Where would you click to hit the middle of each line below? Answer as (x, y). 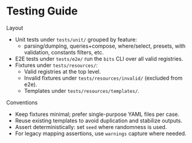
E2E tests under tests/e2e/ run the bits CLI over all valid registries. (99, 59)
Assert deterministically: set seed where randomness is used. (91, 127)
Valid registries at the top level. (62, 71)
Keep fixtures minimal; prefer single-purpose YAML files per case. (97, 114)
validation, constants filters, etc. (64, 52)
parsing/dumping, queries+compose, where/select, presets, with (105, 46)
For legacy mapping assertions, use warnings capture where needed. (101, 133)
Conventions (22, 102)
